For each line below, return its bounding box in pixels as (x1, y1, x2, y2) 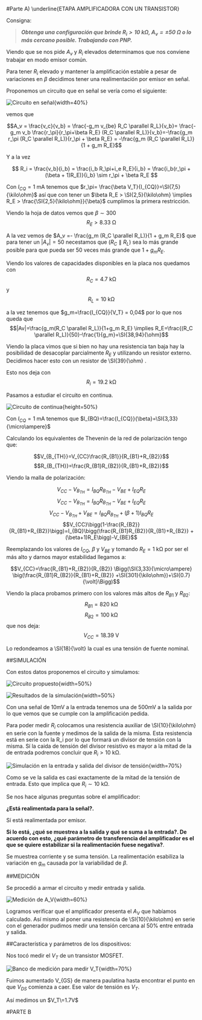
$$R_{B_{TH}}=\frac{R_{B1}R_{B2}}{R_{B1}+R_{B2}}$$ (34, 462, 169, 469)
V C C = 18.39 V (83, 632, 119, 640)
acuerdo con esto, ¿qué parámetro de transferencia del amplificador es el (6, 835, 194, 842)
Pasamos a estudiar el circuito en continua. (6, 391, 113, 399)
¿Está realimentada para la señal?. (6, 805, 95, 812)
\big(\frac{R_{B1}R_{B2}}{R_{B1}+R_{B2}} (12, 571, 115, 578)
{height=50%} (62, 403, 98, 410)
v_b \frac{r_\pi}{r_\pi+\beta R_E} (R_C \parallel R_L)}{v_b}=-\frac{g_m (22, 129, 193, 136)
